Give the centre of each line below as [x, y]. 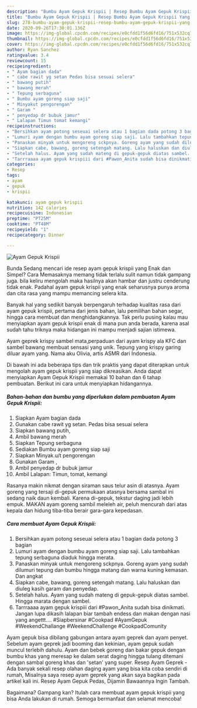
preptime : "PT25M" [29, 219]
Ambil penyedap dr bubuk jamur [54, 468]
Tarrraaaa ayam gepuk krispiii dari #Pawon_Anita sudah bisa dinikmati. [100, 607]
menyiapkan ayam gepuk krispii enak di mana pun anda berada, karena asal [98, 323]
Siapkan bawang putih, [43, 430]
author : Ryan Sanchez [33, 50]
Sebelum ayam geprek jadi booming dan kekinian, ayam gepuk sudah [90, 643]
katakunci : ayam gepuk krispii [45, 202]
